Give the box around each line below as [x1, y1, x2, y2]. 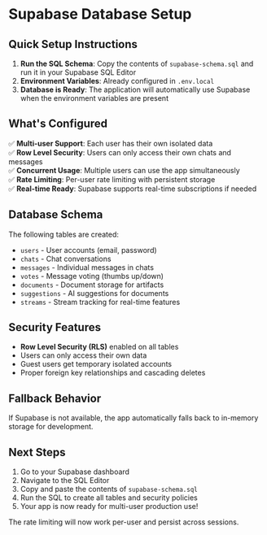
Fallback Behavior [8, 391, 102, 405]
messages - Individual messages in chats [20, 262, 155, 272]
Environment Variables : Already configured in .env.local [20, 76, 214, 85]
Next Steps [8, 445, 66, 459]
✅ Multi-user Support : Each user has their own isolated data [8, 138, 213, 148]
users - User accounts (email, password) [20, 245, 157, 254]
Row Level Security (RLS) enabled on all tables [20, 342, 179, 352]
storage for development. [8, 422, 94, 432]
